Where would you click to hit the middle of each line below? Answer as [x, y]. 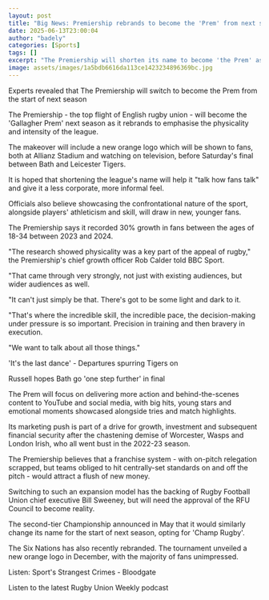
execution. [26, 332]
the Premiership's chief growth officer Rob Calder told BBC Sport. [116, 260]
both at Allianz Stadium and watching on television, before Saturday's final [131, 155]
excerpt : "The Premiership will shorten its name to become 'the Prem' [130, 61]
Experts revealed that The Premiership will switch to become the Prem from [133, 90]
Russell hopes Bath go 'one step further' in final [87, 378]
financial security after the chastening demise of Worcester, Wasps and [126, 435]
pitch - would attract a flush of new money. [79, 476]
